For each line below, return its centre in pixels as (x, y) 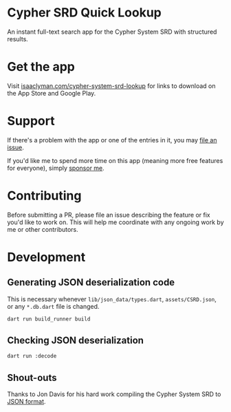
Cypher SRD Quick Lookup (84, 13)
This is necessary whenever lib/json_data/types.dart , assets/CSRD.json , (112, 299)
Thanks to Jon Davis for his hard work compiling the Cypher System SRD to (114, 394)
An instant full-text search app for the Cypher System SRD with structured (112, 32)
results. (18, 39)
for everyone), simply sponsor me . (56, 168)
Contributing (44, 196)
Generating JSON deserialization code (91, 282)
